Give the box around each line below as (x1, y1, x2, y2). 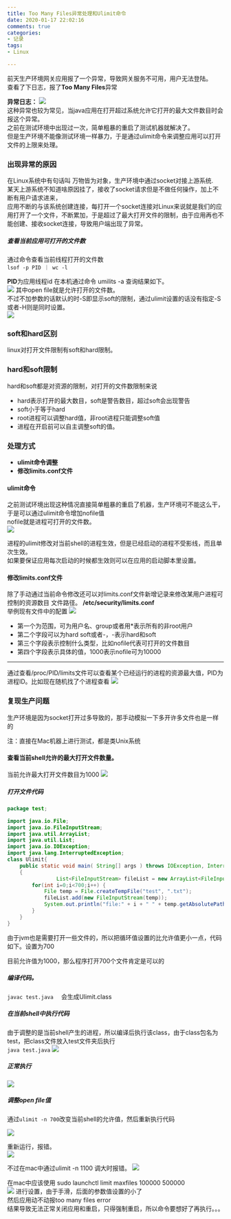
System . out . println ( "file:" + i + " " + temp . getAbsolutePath (43, 901, 226, 908)
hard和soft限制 (7, 365, 58, 374)
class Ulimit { (7, 856, 48, 863)
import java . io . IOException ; (7, 843, 91, 850)
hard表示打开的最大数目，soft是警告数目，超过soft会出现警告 (16, 396, 190, 404)
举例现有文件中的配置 (7, 607, 67, 615)
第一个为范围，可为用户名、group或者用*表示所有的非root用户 (16, 622, 194, 631)
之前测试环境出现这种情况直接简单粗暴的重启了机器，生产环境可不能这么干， (7, 500, 224, 509)
